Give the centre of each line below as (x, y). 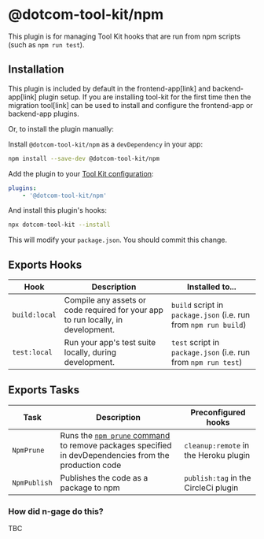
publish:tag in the (218, 478)
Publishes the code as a (104, 478)
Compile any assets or (105, 300)
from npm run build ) (209, 325)
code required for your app (114, 310)
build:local (35, 315)
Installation (36, 70)
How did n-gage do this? (56, 511)
